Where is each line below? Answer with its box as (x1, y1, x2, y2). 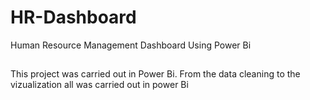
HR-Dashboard (10, 6, 137, 29)
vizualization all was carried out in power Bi (10, 79, 189, 91)
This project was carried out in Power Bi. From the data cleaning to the (10, 68, 301, 80)
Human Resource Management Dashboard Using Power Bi (10, 39, 252, 51)
